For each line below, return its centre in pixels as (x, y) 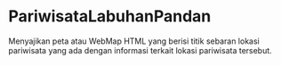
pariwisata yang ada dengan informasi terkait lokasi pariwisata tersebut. (140, 50)
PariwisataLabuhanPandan (110, 16)
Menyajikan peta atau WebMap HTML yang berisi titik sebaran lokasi (134, 41)
